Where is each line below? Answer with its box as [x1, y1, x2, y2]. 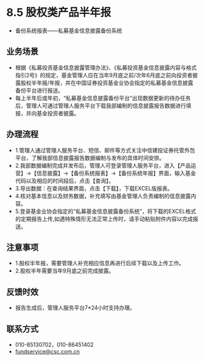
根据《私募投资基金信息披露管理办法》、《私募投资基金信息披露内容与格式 [15, 63, 197, 71]
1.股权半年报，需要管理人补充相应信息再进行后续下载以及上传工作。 [15, 260, 185, 267]
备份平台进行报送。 [15, 87, 64, 94]
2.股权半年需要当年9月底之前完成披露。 [15, 267, 114, 274]
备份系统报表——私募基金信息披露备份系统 [15, 27, 122, 34]
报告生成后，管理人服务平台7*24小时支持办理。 [15, 304, 136, 312]
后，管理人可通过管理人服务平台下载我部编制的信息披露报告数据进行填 [15, 102, 192, 109]
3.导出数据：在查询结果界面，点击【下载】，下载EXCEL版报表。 [15, 184, 174, 192]
